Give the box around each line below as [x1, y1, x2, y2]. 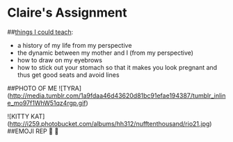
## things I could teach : [7, 28, 74, 36]
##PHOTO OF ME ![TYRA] [7, 84, 82, 92]
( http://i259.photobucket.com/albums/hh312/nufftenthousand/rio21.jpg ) [7, 119, 212, 127]
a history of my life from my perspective [17, 41, 132, 49]
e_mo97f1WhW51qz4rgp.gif [7, 98, 86, 107]
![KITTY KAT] [7, 112, 45, 121]
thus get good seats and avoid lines [17, 71, 120, 79]
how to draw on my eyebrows [17, 55, 103, 64]
